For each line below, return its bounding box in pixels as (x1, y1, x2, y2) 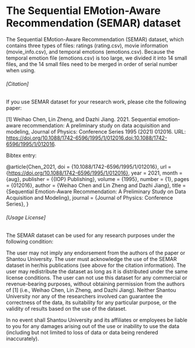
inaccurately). (6, 335, 40, 342)
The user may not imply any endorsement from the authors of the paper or (6, 249, 186, 256)
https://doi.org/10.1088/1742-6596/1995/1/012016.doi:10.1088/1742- (6, 134, 168, 141)
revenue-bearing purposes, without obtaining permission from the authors (6, 280, 185, 287)
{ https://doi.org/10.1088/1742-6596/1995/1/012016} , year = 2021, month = (6, 169, 183, 176)
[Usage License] (6, 214, 46, 221)
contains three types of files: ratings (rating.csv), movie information (6, 42, 168, 49)
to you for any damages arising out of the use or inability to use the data (6, 323, 180, 330)
